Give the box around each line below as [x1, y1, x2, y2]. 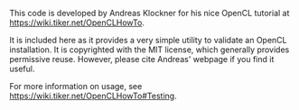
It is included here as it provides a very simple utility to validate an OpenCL [9, 35, 287, 45]
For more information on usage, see [9, 81, 143, 91]
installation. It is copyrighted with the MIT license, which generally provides [9, 44, 290, 55]
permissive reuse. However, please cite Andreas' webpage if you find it [9, 54, 275, 64]
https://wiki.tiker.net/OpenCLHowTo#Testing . [9, 90, 178, 101]
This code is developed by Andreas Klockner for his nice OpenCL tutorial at [9, 8, 290, 18]
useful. [9, 63, 35, 74]
